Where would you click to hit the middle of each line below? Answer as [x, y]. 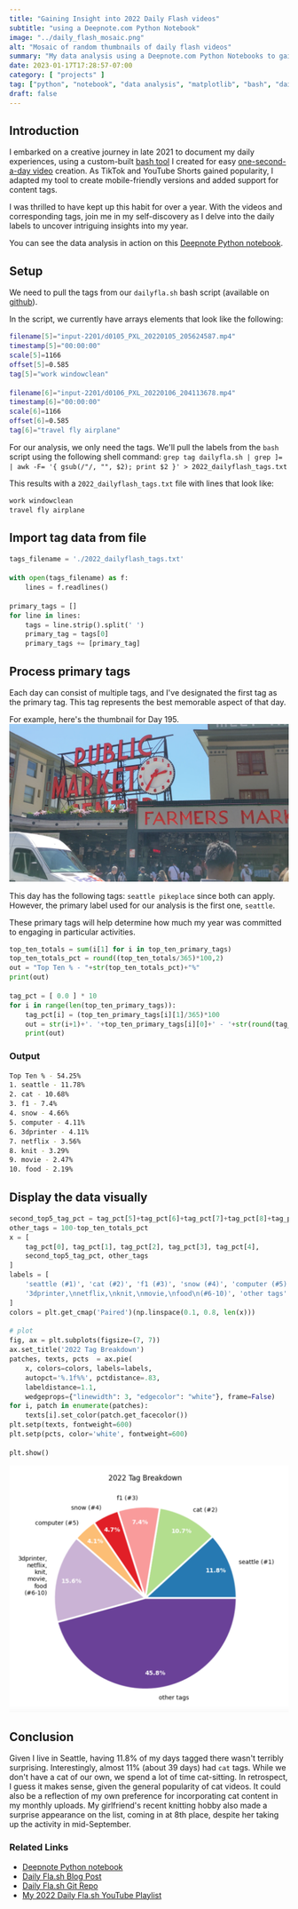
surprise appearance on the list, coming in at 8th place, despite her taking [144, 1815]
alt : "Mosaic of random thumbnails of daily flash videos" [121, 47]
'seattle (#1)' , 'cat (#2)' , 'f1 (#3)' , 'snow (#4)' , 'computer [146, 1285]
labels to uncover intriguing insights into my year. [99, 226]
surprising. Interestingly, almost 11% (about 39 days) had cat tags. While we [148, 1768]
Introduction [44, 131]
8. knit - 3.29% [39, 1150]
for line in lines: [45, 616]
